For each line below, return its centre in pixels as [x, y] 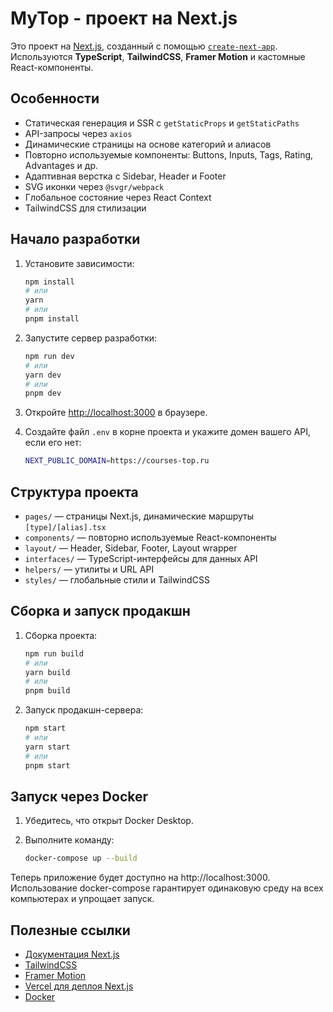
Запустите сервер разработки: [91, 338]
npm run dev [49, 356]
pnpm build [47, 691]
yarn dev [43, 375]
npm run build [54, 653]
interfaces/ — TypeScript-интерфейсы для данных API [141, 558]
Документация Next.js [72, 954]
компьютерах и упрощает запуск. [82, 899]
